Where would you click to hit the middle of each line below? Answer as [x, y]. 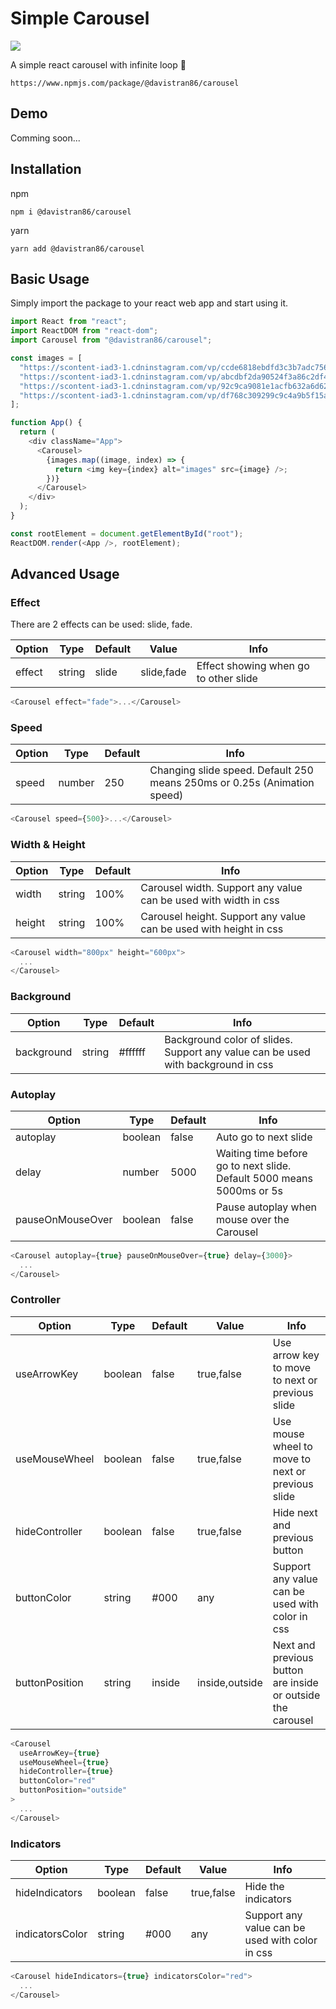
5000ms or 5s [250, 1190]
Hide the [264, 1886]
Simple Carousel [80, 18]
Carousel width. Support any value [221, 887]
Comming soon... [45, 138]
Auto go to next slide [264, 1137]
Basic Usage [50, 278]
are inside [295, 1682]
